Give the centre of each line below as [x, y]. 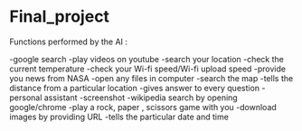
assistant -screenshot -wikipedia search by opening [141, 98]
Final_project [60, 17]
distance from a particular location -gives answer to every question [135, 88]
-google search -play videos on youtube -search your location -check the [147, 59]
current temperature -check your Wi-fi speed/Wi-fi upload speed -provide [148, 69]
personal [26, 98]
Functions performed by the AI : [69, 42]
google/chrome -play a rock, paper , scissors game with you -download [143, 107]
